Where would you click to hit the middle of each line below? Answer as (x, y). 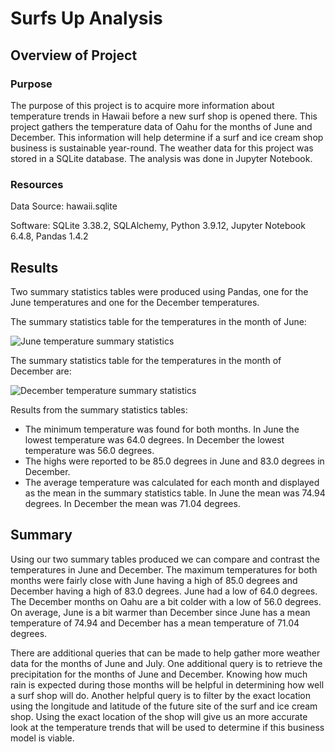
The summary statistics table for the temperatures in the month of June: (158, 321)
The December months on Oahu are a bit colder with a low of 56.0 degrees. (166, 601)
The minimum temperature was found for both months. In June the (162, 429)
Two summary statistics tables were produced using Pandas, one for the (159, 291)
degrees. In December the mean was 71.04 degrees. (132, 503)
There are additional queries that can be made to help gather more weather (165, 653)
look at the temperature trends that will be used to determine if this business (167, 727)
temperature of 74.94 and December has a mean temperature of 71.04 (155, 623)
